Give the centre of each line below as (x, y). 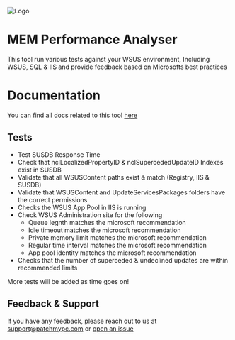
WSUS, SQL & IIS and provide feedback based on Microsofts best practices (117, 67)
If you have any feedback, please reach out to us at (82, 321)
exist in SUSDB (39, 170)
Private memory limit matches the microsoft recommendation (117, 237)
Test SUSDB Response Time (59, 154)
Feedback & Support (53, 304)
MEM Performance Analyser (92, 40)
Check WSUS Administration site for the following (90, 215)
